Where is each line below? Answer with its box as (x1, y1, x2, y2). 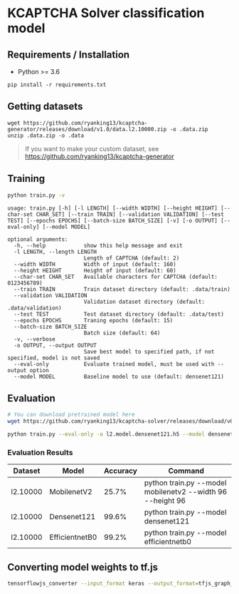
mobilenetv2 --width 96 (144, 487, 228, 497)
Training (7, 173, 46, 185)
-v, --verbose (14, 335, 55, 343)
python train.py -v (7, 191, 65, 199)
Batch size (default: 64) (83, 329, 161, 337)
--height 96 (144, 496, 186, 506)
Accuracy (104, 466, 137, 476)
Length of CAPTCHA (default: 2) (83, 255, 180, 262)
